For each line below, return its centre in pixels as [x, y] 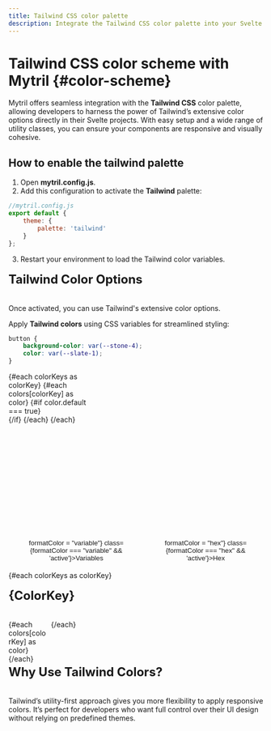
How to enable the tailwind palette [96, 163]
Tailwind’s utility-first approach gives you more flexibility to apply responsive [136, 701]
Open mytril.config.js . [58, 182]
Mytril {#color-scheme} [90, 81]
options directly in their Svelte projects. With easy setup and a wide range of [136, 120]
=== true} [25, 411]
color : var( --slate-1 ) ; [63, 354]
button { [23, 338]
